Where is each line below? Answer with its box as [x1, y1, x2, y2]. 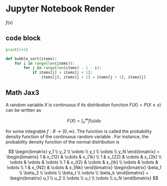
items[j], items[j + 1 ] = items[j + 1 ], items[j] [41, 75, 146, 80]
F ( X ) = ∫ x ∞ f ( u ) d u [67, 117, 101, 125]
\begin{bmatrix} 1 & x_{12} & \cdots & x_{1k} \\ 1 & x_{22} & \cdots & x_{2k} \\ [6, 154, 162, 160]
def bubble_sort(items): [5, 56, 57, 61]
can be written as [5, 107, 41, 113]
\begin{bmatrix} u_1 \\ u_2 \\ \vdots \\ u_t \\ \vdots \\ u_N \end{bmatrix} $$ [9, 175, 159, 181]
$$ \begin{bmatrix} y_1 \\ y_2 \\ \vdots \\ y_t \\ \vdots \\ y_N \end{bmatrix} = [8, 149, 160, 155]
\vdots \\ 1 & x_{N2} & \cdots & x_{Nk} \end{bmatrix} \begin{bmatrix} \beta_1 [6, 165, 162, 171]
